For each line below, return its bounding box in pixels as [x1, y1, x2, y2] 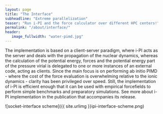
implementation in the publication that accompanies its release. [10, 94, 137, 99]
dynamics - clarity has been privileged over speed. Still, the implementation [5, 78, 156, 84]
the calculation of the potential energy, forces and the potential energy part [5, 58, 155, 64]
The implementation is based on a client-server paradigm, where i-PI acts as [5, 47, 158, 53]
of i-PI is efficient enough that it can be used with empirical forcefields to [5, 83, 151, 89]
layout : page [5, 7, 32, 12]
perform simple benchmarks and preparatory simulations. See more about [5, 88, 153, 95]
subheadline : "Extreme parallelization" [5, 16, 88, 21]
